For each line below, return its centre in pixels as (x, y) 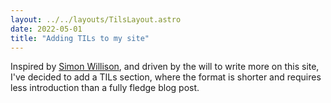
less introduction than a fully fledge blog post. (105, 88)
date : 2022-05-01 (46, 29)
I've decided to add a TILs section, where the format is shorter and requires (166, 77)
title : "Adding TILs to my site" (80, 38)
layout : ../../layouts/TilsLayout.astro (96, 19)
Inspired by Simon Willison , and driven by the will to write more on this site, (165, 67)
